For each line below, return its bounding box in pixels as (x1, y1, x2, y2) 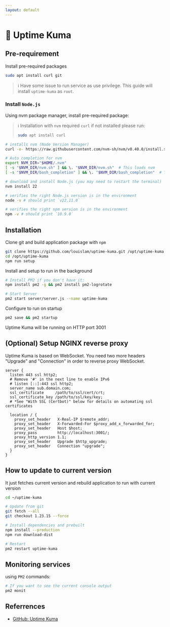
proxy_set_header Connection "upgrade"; (14, 443, 105, 449)
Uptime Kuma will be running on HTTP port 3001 (5, 324, 106, 331)
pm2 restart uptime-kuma (5, 546, 58, 551)
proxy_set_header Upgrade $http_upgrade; (14, 439, 108, 444)
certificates (5, 403, 33, 408)
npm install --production (5, 527, 60, 532)
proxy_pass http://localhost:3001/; (14, 430, 110, 435)
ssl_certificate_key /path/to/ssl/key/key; (10, 395, 103, 400)
